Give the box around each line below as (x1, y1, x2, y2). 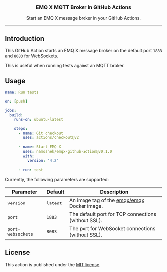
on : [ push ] (5, 99, 28, 104)
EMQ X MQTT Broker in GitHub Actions (35, 4, 132, 11)
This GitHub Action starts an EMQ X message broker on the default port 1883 (5, 48, 162, 54)
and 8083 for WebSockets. (5, 53, 59, 59)
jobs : (5, 108, 16, 113)
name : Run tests (5, 90, 39, 95)
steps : (14, 126, 28, 131)
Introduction (5, 34, 45, 43)
